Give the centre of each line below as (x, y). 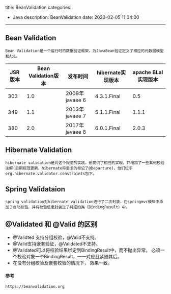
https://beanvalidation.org (35, 287)
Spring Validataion (35, 189)
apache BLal (148, 72)
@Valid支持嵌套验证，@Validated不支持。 (56, 244)
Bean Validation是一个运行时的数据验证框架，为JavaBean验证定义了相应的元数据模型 (84, 51)
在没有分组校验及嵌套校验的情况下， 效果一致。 (62, 263)
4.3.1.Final (108, 96)
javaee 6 (76, 100)
